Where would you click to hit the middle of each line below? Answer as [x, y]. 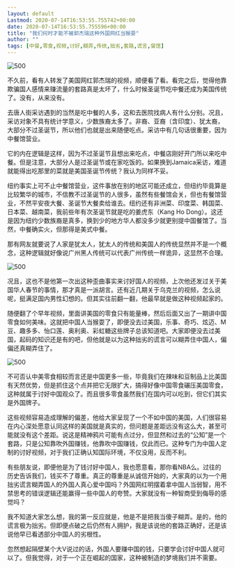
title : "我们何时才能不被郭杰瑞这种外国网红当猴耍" [73, 33]
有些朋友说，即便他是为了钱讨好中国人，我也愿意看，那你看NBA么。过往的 [114, 467]
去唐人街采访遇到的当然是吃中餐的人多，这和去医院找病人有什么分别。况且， [117, 113]
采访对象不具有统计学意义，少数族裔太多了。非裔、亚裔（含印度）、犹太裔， [116, 121]
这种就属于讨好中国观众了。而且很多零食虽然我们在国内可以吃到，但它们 [111, 394]
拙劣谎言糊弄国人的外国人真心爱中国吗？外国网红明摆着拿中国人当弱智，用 [114, 484]
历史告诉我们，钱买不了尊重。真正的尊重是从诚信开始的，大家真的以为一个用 [117, 476]
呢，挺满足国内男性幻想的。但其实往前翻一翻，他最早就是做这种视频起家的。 [117, 298]
